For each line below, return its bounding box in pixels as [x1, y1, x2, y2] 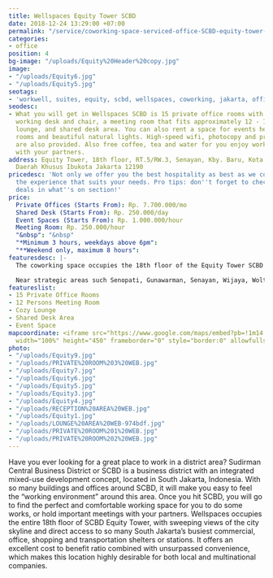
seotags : [8, 87, 38, 96]
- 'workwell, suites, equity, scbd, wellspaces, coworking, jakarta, [8, 95, 249, 103]
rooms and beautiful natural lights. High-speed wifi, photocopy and [15, 133, 256, 141]
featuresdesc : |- [8, 254, 67, 262]
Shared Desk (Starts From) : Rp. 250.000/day [15, 208, 169, 216]
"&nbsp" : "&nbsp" [15, 231, 75, 240]
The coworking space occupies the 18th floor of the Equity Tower [15, 261, 245, 269]
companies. [8, 560, 48, 570]
